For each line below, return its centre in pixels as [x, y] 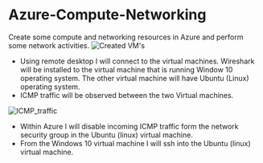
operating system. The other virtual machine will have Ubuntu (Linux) [134, 78]
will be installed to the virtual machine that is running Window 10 [126, 69]
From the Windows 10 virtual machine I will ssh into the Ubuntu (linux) [135, 143]
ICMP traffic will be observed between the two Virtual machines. [127, 95]
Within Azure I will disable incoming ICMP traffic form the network [129, 126]
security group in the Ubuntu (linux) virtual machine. [106, 135]
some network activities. [49, 45]
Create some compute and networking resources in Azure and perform [126, 37]
